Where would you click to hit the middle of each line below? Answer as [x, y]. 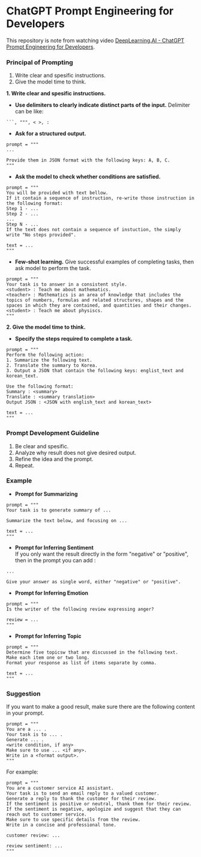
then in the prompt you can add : [55, 560]
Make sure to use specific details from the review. [73, 820]
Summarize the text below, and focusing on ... [67, 520]
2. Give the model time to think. [46, 327]
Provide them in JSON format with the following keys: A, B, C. [88, 160]
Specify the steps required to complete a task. [74, 339]
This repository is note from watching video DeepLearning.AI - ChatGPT [95, 40]
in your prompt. [25, 713]
